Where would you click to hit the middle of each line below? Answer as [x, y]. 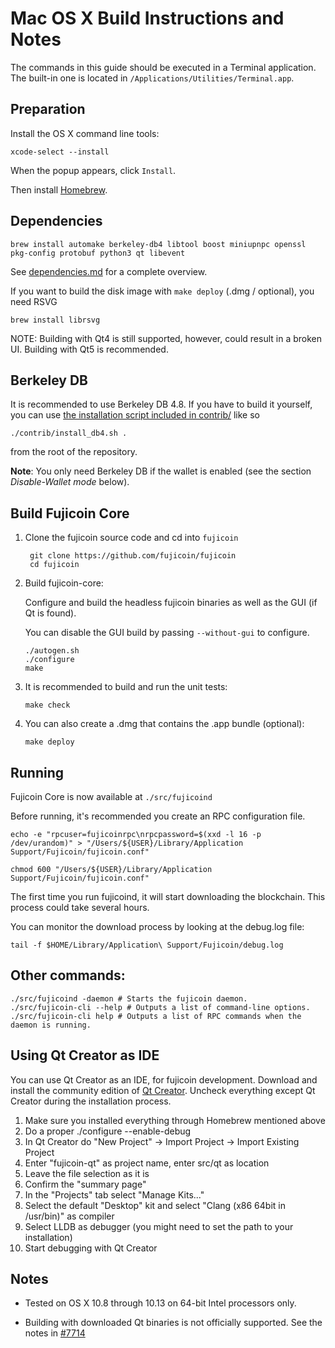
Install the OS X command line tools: [85, 133]
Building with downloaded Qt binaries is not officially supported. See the [173, 1323]
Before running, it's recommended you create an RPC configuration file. [158, 816]
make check [47, 705]
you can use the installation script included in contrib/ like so [135, 415]
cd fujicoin [54, 565]
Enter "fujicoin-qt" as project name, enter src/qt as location [147, 1163]
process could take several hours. [80, 907]
